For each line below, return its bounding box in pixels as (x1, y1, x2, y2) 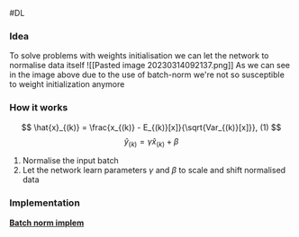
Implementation (9, 197, 81, 209)
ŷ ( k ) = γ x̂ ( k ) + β (123, 136, 179, 149)
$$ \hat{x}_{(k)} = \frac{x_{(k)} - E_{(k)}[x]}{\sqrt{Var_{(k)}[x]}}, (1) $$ (21, 121, 282, 133)
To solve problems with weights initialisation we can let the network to (9, 50, 269, 61)
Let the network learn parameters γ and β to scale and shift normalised (22, 165, 286, 176)
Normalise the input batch (22, 155, 119, 166)
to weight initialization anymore (9, 79, 125, 90)
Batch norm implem (9, 217, 85, 228)
